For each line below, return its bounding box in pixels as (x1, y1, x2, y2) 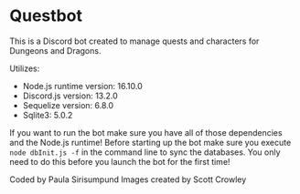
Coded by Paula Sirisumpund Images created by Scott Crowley (9, 174, 247, 185)
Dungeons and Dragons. (9, 45, 102, 56)
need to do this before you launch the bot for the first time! (9, 156, 230, 167)
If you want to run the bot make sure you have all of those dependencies (9, 127, 283, 138)
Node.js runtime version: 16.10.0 (22, 80, 144, 91)
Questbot (9, 5, 82, 26)
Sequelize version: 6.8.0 (22, 99, 114, 110)
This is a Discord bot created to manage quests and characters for (9, 36, 260, 46)
